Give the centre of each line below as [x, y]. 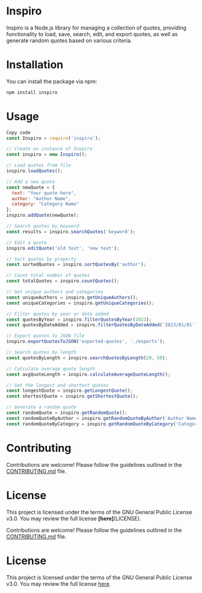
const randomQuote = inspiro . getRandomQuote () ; [67, 413]
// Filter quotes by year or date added [58, 314]
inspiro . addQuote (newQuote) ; [43, 215]
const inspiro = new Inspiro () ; [47, 154]
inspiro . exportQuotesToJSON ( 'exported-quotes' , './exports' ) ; [86, 342]
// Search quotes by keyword [43, 227]
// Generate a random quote [41, 407]
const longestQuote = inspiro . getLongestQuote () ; [70, 391]
